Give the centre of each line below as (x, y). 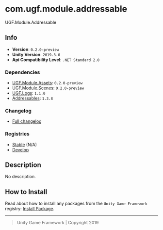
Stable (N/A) (24, 145)
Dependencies (23, 72)
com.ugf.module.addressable (66, 9)
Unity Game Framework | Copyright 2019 (58, 223)
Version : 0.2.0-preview (35, 49)
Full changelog (27, 121)
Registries (17, 134)
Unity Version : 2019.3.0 (36, 54)
